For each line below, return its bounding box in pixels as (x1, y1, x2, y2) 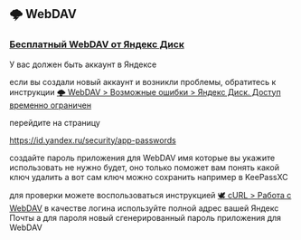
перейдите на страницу (9, 117, 101, 128)
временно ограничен (9, 100, 92, 110)
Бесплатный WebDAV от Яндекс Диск (9, 38, 185, 51)
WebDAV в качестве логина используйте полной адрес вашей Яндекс (9, 202, 279, 214)
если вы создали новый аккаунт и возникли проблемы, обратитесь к (9, 76, 277, 87)
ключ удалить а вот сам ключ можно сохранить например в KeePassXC (9, 171, 289, 182)
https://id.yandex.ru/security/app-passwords (9, 134, 176, 146)
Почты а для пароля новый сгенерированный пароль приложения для (9, 212, 282, 223)
